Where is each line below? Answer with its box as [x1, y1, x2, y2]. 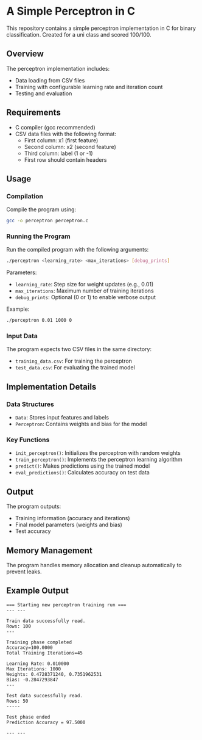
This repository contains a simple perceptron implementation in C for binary [6, 24, 197, 32]
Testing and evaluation [15, 90, 72, 97]
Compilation [6, 192, 44, 200]
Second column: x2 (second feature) [24, 143, 117, 150]
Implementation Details [6, 382, 97, 392]
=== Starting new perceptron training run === [6, 601, 127, 608]
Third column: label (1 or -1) [24, 150, 93, 157]
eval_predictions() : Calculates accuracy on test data [15, 469, 150, 476]
